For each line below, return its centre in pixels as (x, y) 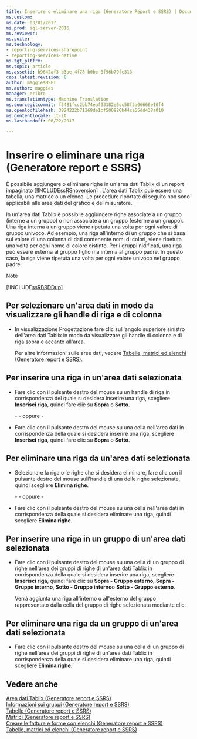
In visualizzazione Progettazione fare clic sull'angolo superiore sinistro (100, 329)
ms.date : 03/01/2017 (31, 22)
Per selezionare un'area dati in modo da (80, 306)
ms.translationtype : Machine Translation (57, 99)
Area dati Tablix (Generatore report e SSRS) (59, 698)
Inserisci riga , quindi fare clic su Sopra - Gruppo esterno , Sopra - (94, 581)
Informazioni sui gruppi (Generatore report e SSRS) (68, 704)
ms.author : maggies (30, 88)
